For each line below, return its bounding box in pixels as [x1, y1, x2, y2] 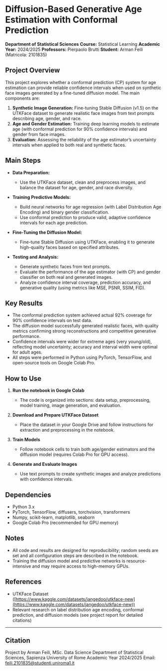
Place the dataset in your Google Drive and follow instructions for [19, 422, 154, 428]
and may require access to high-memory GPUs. [32, 563, 130, 569]
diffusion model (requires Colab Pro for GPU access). [19, 451, 129, 457]
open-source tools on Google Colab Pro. [12, 360, 95, 366]
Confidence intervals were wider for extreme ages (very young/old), [12, 338, 152, 344]
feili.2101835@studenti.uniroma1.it [5, 660, 75, 666]
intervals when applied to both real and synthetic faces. [12, 142, 127, 148]
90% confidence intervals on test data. [12, 318, 92, 324]
